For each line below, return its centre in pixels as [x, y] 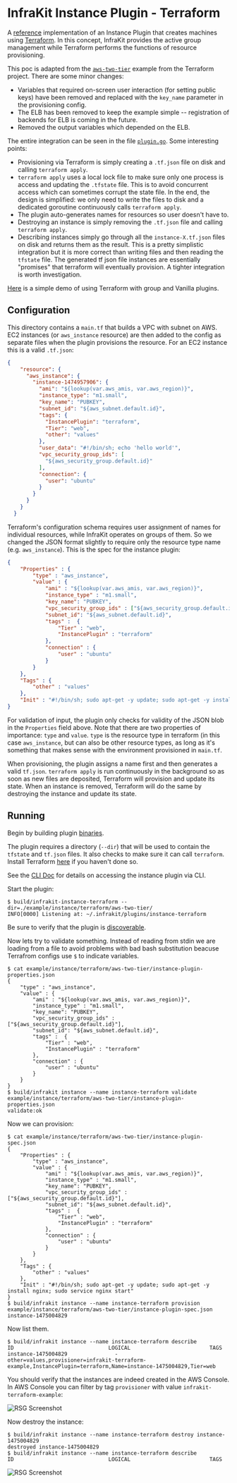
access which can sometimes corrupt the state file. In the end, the [114, 192]
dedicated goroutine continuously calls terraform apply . [99, 207]
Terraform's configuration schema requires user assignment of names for [114, 527]
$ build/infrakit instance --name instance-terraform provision [104, 1303]
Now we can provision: [41, 1123]
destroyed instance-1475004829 [53, 1447]
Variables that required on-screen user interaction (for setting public [117, 90]
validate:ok [25, 1111]
